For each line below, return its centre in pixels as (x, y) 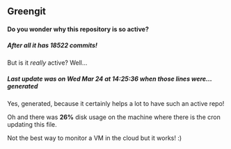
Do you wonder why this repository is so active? (78, 29)
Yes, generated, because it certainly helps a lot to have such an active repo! (116, 103)
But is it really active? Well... (47, 63)
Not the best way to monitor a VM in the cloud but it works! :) (95, 138)
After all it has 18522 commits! (53, 45)
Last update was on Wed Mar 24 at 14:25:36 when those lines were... (110, 79)
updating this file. (32, 124)
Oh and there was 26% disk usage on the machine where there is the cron (114, 117)
